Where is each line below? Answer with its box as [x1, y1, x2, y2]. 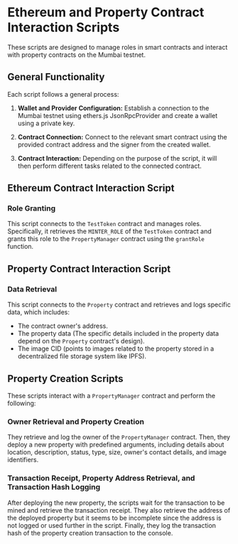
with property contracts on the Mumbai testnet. [7, 50, 146, 59]
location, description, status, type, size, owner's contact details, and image [7, 448, 227, 457]
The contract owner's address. [17, 321, 108, 331]
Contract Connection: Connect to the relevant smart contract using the [17, 132, 227, 141]
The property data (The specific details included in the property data [17, 329, 219, 338]
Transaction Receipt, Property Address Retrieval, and [7, 474, 195, 484]
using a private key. [17, 119, 75, 127]
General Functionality [7, 71, 105, 83]
